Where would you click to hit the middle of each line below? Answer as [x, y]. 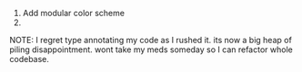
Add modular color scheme [74, 13]
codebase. [30, 59]
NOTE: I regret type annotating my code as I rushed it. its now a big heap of [151, 40]
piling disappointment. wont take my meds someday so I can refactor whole [151, 49]
